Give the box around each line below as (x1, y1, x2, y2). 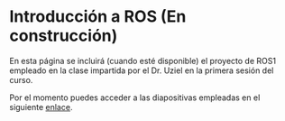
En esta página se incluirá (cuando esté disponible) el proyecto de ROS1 (9, 55, 277, 66)
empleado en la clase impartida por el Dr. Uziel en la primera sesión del (9, 65, 274, 76)
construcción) (9, 25, 118, 46)
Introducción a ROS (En (9, 6, 187, 27)
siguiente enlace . (9, 101, 73, 112)
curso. (9, 74, 33, 85)
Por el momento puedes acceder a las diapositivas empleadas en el (9, 92, 261, 103)
